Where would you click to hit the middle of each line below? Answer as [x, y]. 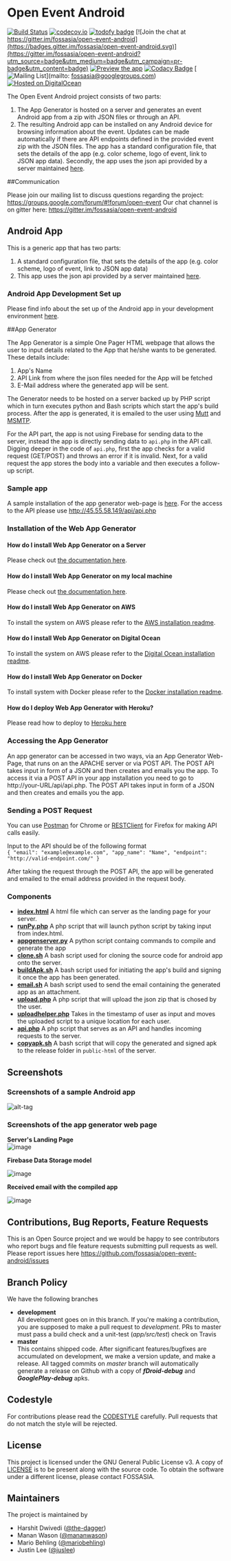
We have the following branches [53, 1299]
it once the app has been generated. [68, 978]
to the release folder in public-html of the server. [87, 1051]
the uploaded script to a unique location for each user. [94, 1022]
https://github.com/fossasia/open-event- [139, 1253]
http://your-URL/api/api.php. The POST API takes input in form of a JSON [111, 785]
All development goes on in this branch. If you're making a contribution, [118, 1319]
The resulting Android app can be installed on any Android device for [115, 124]
